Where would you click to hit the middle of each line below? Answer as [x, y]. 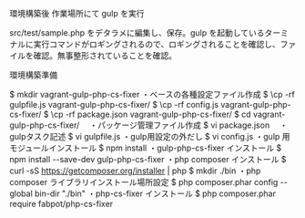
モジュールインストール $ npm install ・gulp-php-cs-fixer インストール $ [146, 148]
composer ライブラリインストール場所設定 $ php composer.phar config [144, 182]
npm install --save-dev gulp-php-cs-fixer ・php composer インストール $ [148, 159]
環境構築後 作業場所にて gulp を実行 [77, 13]
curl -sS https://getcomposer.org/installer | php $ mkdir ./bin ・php [135, 171]
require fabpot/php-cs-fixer [61, 204]
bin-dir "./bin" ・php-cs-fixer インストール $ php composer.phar [155, 193]
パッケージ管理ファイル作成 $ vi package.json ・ [193, 125]
